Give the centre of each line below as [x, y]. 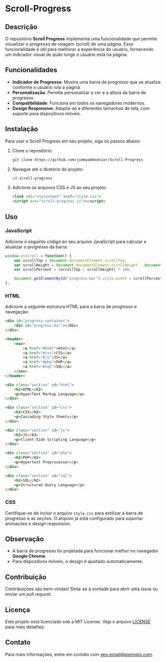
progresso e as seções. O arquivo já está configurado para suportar [74, 518]
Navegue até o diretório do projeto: [48, 169]
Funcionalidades [31, 70]
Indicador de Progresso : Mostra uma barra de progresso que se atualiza [86, 82]
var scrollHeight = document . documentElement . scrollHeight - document [88, 265]
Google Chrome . [29, 556]
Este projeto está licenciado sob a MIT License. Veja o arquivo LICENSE [78, 622]
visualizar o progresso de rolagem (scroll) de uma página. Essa [69, 44]
